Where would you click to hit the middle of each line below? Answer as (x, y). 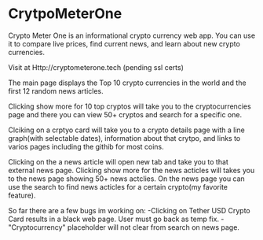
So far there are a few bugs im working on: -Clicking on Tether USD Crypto (130, 210)
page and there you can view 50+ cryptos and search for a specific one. (125, 114)
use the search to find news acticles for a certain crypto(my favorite (118, 186)
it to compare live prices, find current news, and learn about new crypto (124, 43)
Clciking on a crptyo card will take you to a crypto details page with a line (126, 130)
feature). (22, 195)
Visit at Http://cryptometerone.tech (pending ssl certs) (96, 67)
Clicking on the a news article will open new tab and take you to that (119, 161)
